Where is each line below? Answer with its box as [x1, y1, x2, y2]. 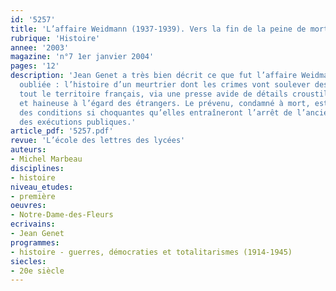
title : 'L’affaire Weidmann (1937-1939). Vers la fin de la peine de [10, 24, 307, 34]
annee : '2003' [10, 42, 70, 53]
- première [10, 191, 56, 201]
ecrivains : [10, 219, 56, 230]
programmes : [10, 237, 60, 248]
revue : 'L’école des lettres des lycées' [10, 136, 186, 146]
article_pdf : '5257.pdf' [10, 126, 114, 136]
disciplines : [10, 163, 65, 173]
